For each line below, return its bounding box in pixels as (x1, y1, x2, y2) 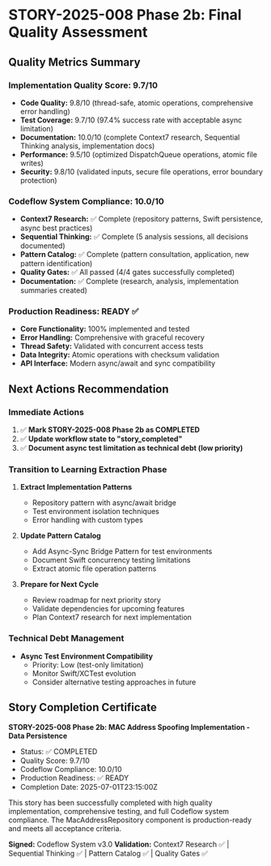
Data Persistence (8, 731, 67, 740)
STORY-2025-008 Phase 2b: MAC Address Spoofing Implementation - (8, 722, 251, 731)
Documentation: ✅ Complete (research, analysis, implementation (19, 277, 239, 286)
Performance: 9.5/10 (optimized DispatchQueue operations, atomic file (19, 149, 257, 159)
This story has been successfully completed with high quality (8, 797, 213, 808)
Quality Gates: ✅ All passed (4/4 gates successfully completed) (19, 268, 235, 277)
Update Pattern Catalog (19, 531, 101, 541)
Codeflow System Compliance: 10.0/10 (8, 195, 164, 207)
